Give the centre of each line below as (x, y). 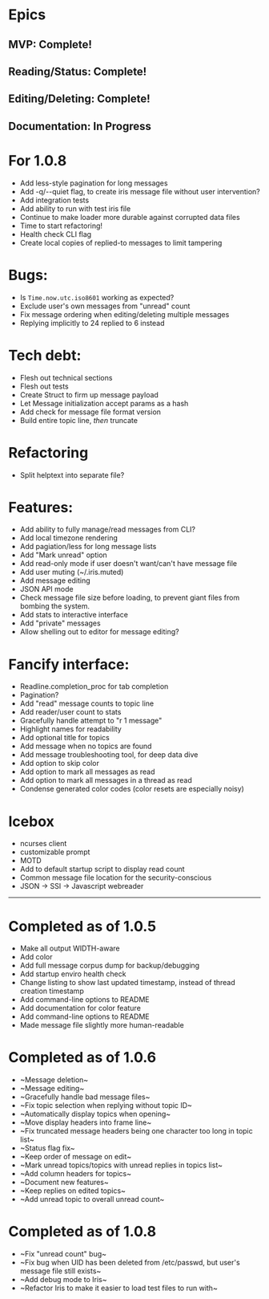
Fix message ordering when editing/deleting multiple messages (124, 314)
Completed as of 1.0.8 (82, 1232)
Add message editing (55, 580)
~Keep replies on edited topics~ (73, 1191)
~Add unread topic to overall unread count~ (92, 1199)
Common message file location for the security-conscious (116, 878)
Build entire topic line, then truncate (79, 420)
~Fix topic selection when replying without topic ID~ (106, 1106)
